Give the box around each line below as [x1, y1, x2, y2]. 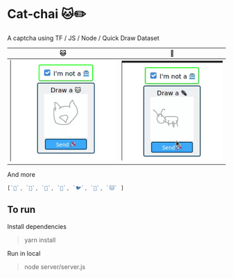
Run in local [7, 249, 41, 257]
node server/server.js [24, 262, 85, 271]
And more [7, 170, 36, 178]
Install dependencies [7, 222, 67, 230]
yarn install [24, 236, 56, 244]
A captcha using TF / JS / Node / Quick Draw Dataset [7, 33, 159, 42]
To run [7, 204, 36, 216]
